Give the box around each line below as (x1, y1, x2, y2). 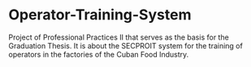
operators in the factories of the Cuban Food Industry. (8, 49, 189, 59)
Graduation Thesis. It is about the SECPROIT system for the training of (8, 40, 244, 50)
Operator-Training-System (8, 6, 192, 24)
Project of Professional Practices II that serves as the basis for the (8, 32, 229, 42)
